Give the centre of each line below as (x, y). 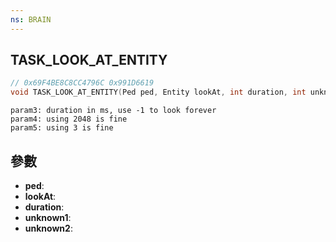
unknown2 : (48, 228)
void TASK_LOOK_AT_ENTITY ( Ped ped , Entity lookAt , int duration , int (158, 92)
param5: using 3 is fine (62, 128)
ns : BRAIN (31, 19)
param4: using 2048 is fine (69, 119)
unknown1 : (48, 217)
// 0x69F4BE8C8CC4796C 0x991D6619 (82, 83)
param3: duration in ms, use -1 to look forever (113, 111)
